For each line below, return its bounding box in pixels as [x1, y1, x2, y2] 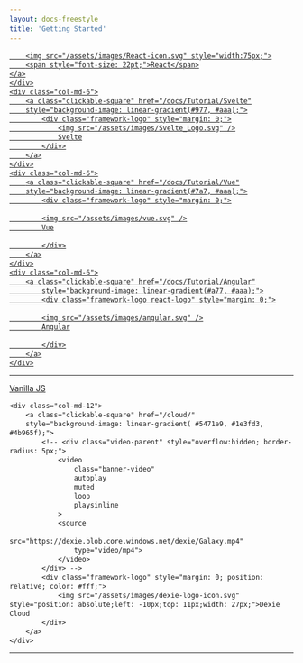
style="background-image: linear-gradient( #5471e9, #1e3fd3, [25, 419, 264, 428]
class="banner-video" [73, 464, 155, 473]
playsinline [73, 500, 119, 509]
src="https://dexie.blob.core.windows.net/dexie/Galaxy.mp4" [9, 537, 244, 546]
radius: [9, 446, 39, 455]
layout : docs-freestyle [9, 14, 99, 23]
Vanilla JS [9, 382, 47, 393]
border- [263, 437, 293, 446]
